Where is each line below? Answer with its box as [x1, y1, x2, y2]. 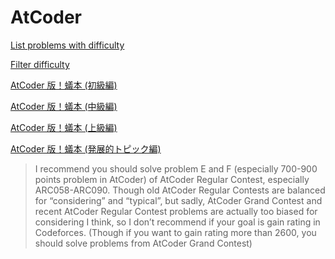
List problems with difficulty [10, 39, 125, 51]
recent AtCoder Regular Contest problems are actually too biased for [34, 205, 318, 217]
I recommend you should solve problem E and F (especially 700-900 [34, 162, 318, 175]
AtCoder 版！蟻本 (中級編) [10, 100, 118, 112]
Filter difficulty [10, 58, 70, 70]
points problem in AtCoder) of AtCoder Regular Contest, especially [34, 173, 310, 185]
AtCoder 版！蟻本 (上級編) [10, 121, 118, 133]
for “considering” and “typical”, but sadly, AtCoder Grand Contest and [34, 194, 323, 206]
